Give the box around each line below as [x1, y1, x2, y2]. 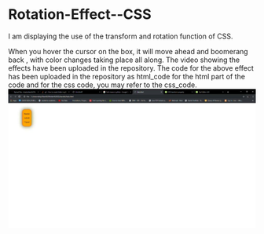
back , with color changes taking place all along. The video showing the [8, 55, 240, 64]
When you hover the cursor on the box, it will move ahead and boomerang [8, 46, 249, 56]
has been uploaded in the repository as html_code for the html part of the [8, 71, 246, 81]
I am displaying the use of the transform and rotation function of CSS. [8, 31, 233, 41]
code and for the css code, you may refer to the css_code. [8, 80, 198, 90]
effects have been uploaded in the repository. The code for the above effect [8, 63, 254, 72]
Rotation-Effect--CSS [8, 5, 152, 24]
